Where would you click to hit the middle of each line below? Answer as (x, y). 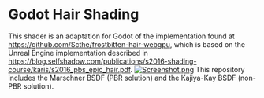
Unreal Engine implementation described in (78, 53)
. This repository (188, 69)
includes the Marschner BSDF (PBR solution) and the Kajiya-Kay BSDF (122, 78)
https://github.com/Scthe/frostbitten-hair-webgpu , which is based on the (127, 44)
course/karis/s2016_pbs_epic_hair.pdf (70, 69)
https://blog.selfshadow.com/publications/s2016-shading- (102, 61)
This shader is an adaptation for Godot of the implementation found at (121, 36)
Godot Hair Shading (74, 15)
